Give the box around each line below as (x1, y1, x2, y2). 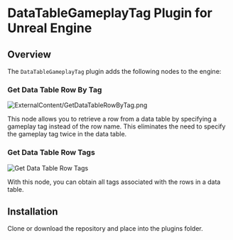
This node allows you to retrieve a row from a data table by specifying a (7, 115, 217, 124)
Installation (7, 205, 58, 217)
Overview (7, 48, 52, 60)
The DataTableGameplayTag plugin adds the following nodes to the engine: (7, 67, 222, 75)
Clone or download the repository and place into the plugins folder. (7, 224, 204, 233)
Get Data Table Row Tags (7, 148, 96, 158)
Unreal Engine (7, 20, 92, 36)
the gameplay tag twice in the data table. (7, 130, 127, 138)
